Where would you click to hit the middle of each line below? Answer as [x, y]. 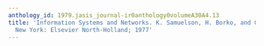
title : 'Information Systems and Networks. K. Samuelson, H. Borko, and [130, 23]
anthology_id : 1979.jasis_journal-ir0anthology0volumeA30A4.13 [114, 15]
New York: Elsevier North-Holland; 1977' [84, 30]
